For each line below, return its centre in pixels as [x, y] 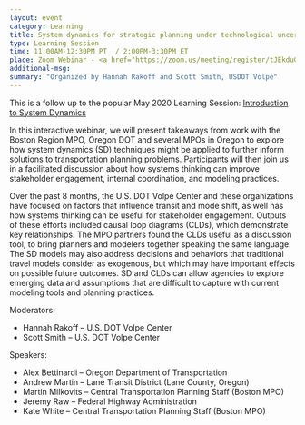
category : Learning [46, 26]
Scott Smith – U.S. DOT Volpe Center [91, 337]
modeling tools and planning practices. [82, 292]
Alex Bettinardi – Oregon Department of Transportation [125, 372]
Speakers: [28, 354]
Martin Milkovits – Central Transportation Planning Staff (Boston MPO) [153, 391]
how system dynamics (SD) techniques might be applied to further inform [147, 149]
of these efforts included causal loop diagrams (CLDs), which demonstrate [149, 224]
